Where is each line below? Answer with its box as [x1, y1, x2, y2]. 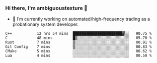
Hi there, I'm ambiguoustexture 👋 [5, 5, 88, 12]
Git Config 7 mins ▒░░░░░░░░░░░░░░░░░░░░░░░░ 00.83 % [5, 44, 152, 49]
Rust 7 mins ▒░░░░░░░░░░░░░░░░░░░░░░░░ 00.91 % [5, 40, 152, 45]
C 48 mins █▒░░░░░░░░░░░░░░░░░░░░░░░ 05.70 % [5, 35, 152, 41]
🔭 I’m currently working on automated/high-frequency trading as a [12, 16, 150, 22]
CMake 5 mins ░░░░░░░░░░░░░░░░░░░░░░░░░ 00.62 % [5, 49, 152, 54]
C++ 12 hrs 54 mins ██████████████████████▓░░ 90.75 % [5, 31, 152, 36]
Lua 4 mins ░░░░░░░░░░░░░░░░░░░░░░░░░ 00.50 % [5, 53, 152, 58]
